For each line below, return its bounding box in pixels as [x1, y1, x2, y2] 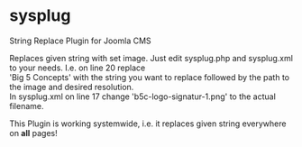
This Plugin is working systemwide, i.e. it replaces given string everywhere [9, 118, 287, 129]
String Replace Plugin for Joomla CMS [9, 35, 151, 46]
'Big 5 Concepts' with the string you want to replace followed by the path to [9, 71, 290, 82]
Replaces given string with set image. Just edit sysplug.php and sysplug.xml [9, 52, 293, 63]
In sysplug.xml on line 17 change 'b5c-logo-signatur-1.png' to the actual [9, 91, 277, 102]
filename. [9, 100, 44, 111]
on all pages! [9, 127, 58, 138]
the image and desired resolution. [9, 81, 134, 92]
